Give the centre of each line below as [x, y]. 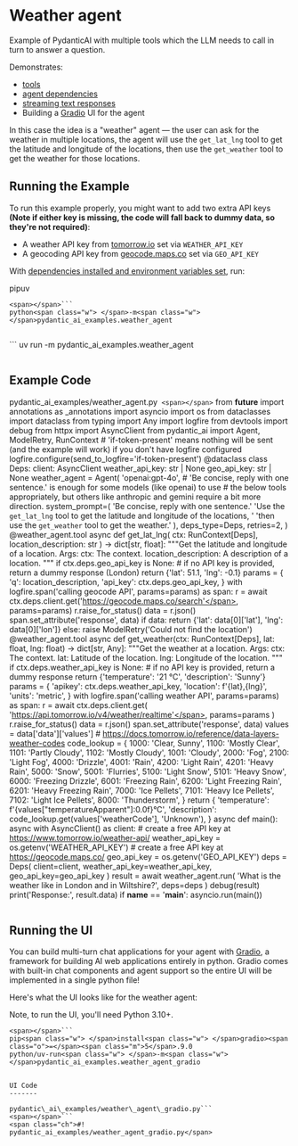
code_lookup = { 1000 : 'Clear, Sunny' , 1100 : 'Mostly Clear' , [173, 743]
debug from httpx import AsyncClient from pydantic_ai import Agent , [135, 430]
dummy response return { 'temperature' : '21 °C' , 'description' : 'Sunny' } [138, 676]
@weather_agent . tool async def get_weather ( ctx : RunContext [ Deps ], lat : [142, 639]
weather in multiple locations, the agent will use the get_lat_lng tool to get [146, 139]
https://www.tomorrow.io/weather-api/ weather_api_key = [115, 837]
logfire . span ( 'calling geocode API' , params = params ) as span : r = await [139, 591]
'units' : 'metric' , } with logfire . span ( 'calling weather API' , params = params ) [145, 696]
